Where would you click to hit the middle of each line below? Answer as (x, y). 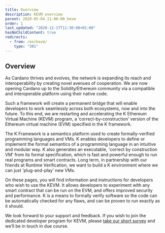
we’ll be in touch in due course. (37, 226)
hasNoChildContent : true (31, 33)
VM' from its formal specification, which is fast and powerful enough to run (81, 155)
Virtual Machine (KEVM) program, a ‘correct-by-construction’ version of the (82, 119)
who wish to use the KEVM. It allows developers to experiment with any (78, 185)
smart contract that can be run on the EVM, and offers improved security (79, 191)
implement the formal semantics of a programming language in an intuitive (81, 144)
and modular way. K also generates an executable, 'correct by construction (81, 150)
